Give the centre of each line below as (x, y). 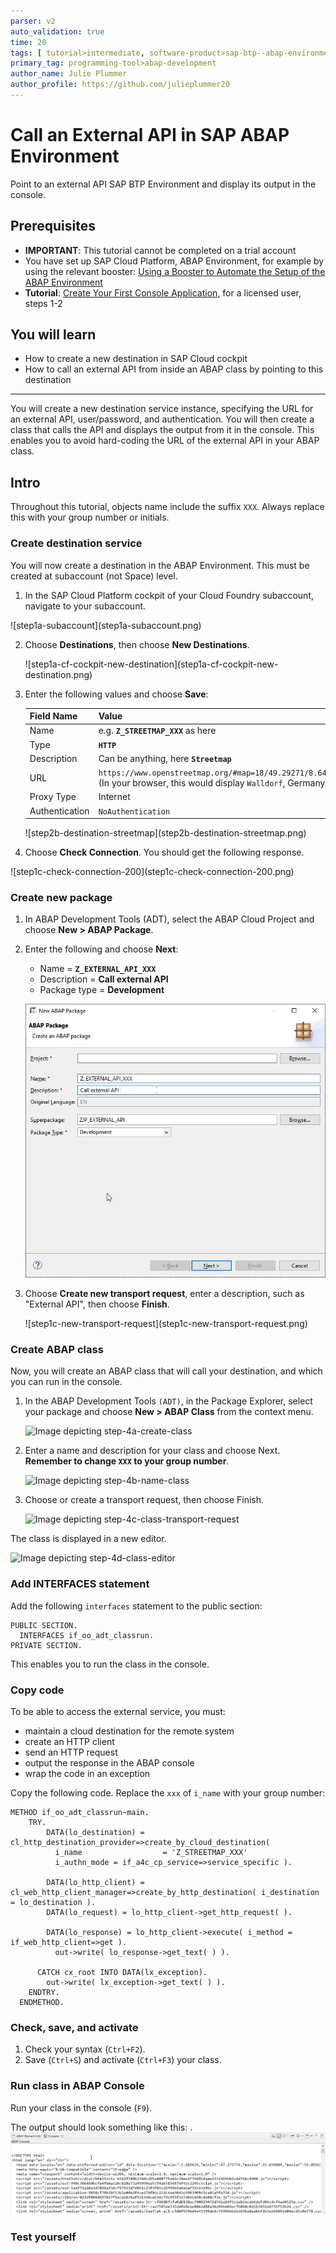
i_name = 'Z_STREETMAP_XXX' (151, 1853)
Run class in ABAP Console (77, 2086)
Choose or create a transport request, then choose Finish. (144, 1500)
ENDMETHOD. (42, 2003)
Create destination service (76, 543)
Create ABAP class (57, 1350)
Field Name (53, 716)
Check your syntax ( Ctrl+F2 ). (85, 2049)
